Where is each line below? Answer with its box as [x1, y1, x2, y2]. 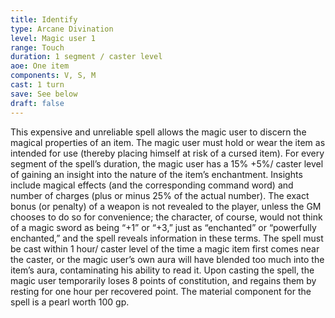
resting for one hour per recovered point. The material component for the [10, 285, 312, 297]
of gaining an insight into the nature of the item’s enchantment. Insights [10, 168, 303, 180]
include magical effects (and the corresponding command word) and [10, 179, 294, 191]
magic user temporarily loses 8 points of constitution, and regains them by [10, 274, 317, 286]
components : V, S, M [10, 71, 97, 81]
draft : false [10, 98, 65, 108]
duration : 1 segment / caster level [10, 52, 163, 62]
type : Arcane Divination [10, 24, 114, 34]
